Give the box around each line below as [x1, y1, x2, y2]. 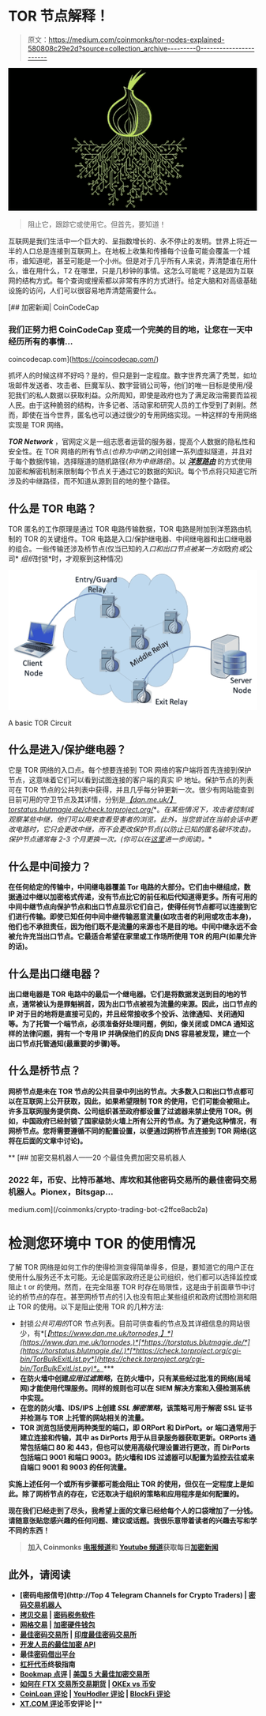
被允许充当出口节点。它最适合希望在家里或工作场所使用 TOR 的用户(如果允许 [8, 931, 257, 941]
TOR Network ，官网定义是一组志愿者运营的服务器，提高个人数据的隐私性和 [8, 437, 256, 446]
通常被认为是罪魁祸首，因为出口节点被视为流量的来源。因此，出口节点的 [21, 999, 257, 1009]
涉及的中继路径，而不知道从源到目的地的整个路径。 [8, 476, 174, 486]
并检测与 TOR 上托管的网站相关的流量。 [19, 1413, 148, 1423]
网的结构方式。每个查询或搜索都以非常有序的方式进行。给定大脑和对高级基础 [8, 276, 257, 285]
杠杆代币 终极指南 [19, 1659, 76, 1669]
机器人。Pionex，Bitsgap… [8, 1186, 114, 1197]
